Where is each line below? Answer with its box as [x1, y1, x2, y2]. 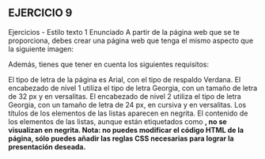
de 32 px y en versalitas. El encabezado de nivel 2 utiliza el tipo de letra [8, 91, 241, 101]
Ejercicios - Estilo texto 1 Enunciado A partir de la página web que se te [8, 27, 240, 36]
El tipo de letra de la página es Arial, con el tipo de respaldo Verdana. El [8, 74, 241, 84]
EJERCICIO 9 [8, 6, 73, 20]
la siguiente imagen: [8, 44, 74, 54]
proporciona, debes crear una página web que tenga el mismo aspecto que [8, 36, 254, 45]
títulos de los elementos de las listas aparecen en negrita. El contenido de [8, 108, 248, 118]
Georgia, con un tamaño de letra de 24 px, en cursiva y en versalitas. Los [8, 100, 247, 109]
